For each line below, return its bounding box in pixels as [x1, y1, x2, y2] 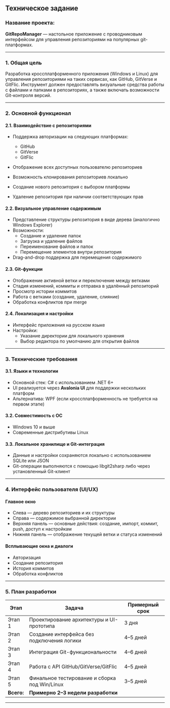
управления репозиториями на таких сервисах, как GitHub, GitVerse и [5, 76, 157, 82]
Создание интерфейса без [29, 630, 95, 637]
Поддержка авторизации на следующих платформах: [12, 134, 129, 140]
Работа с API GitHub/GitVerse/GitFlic [29, 663, 117, 670]
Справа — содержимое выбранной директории [12, 515, 116, 521]
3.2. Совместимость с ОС [5, 413, 63, 419]
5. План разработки [5, 588, 57, 595]
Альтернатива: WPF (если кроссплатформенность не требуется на [12, 395, 158, 402]
